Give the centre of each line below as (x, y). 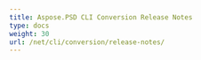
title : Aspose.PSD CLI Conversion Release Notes (101, 17)
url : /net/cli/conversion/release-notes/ (87, 42)
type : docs (29, 26)
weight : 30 (29, 34)
